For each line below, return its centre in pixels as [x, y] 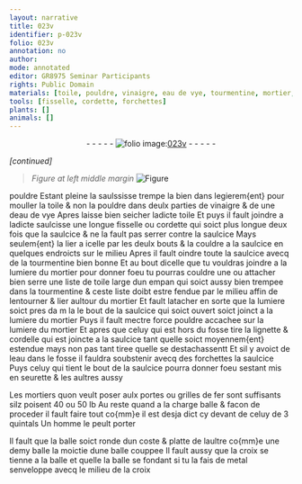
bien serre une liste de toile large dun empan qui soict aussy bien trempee [147, 282]
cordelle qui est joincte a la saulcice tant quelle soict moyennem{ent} [137, 339]
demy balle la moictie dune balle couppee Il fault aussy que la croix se [139, 451]
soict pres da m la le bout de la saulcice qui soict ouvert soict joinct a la [142, 310]
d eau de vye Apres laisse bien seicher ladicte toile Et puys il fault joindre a [147, 215]
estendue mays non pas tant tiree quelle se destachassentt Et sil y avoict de [150, 349]
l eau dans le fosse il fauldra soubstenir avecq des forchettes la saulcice [142, 359]
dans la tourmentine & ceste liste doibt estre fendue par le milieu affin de [144, 291]
